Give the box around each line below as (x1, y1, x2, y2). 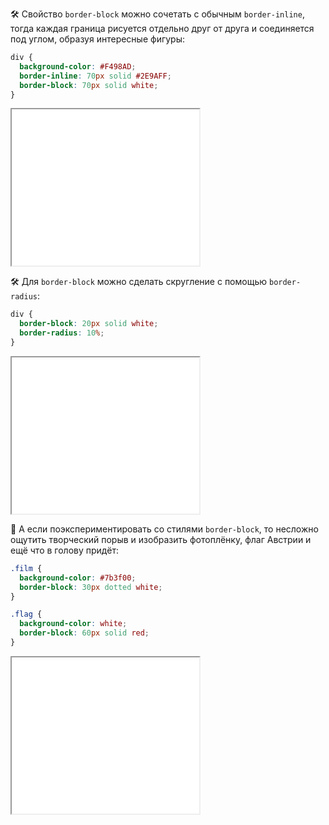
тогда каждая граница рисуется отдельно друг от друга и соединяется (10, 23, 315, 34)
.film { (10, 563, 43, 573)
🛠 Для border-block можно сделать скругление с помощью (10, 276, 268, 288)
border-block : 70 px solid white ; (19, 80, 159, 90)
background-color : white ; (19, 619, 128, 629)
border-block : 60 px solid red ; (19, 628, 150, 638)
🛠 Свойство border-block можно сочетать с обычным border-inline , (10, 8, 305, 20)
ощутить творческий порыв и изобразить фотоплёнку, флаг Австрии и (10, 533, 312, 545)
